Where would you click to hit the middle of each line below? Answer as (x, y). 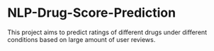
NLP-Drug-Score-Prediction (91, 13)
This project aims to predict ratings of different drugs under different (107, 32)
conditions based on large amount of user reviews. (81, 39)
